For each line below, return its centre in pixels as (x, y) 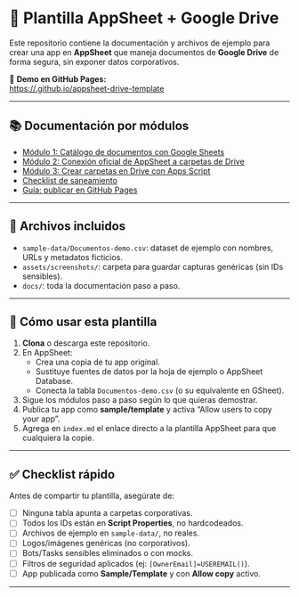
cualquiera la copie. (58, 438)
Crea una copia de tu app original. (97, 362)
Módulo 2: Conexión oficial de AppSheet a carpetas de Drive (133, 161)
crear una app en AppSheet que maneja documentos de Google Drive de (144, 52)
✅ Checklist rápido (62, 474)
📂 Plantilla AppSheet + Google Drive (144, 18)
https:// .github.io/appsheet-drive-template (87, 88)
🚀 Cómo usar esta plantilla (83, 321)
